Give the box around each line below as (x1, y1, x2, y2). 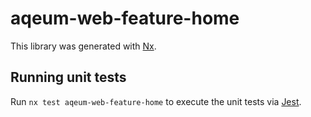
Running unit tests (10, 69, 127, 86)
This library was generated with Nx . (10, 40, 157, 52)
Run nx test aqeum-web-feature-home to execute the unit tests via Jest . (10, 95, 302, 107)
